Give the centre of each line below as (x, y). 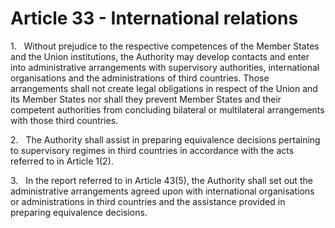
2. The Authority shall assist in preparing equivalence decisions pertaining (165, 139)
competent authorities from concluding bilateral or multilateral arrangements (167, 109)
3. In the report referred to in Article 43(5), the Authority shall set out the (161, 180)
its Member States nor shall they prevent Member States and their (146, 99)
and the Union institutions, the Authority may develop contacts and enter (160, 56)
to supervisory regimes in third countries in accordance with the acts (152, 150)
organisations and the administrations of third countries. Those (140, 78)
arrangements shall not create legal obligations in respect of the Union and (164, 88)
